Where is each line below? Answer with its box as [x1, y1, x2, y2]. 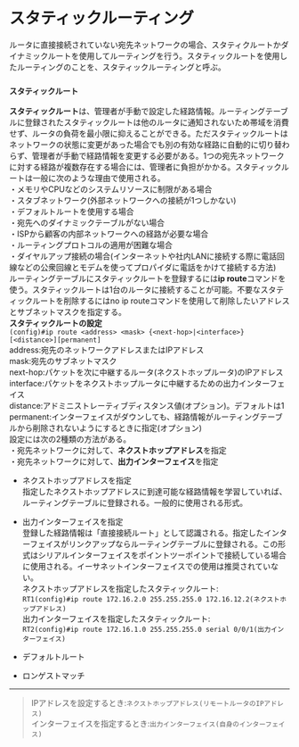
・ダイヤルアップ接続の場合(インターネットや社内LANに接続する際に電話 [9, 251, 278, 261]
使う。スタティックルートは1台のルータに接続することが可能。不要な [9, 285, 261, 295]
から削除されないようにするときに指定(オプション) [16, 423, 203, 434]
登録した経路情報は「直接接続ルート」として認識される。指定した [21, 527, 264, 538]
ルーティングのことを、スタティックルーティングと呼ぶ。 [16, 62, 227, 72]
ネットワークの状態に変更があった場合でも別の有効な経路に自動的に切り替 [9, 139, 282, 150]
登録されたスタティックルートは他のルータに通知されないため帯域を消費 [24, 117, 289, 128]
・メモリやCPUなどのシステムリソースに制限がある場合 [9, 184, 213, 195]
